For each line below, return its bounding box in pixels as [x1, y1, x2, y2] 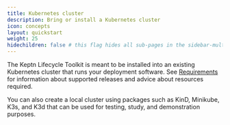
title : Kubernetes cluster [7, 10, 84, 17]
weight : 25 [7, 36, 38, 42]
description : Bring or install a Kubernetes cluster [7, 16, 161, 23]
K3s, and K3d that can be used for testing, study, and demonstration [7, 103, 201, 111]
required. [7, 83, 33, 90]
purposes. [7, 110, 36, 118]
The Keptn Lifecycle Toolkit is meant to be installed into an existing [7, 61, 195, 68]
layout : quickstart [7, 29, 63, 36]
